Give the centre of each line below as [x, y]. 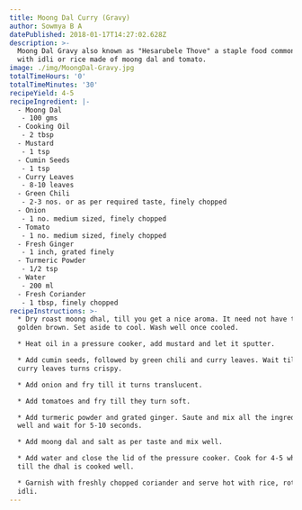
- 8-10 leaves [48, 186]
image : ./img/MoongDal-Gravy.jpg [72, 68]
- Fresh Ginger [46, 244]
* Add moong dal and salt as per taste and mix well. [120, 442]
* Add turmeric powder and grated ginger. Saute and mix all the [142, 417]
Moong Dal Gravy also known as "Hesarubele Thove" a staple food [142, 51]
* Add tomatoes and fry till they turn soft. [104, 401]
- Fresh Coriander [52, 294]
